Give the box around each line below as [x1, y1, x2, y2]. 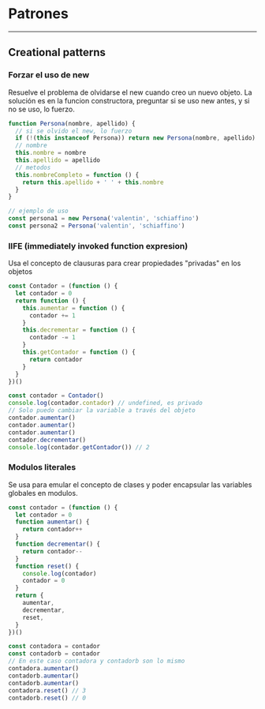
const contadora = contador [8, 643, 101, 651]
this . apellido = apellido [15, 156, 101, 164]
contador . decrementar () [8, 436, 87, 444]
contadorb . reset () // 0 [8, 694, 87, 702]
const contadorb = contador [8, 650, 101, 658]
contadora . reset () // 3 [8, 686, 87, 695]
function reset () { [15, 562, 80, 570]
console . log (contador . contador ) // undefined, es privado [8, 400, 203, 407]
